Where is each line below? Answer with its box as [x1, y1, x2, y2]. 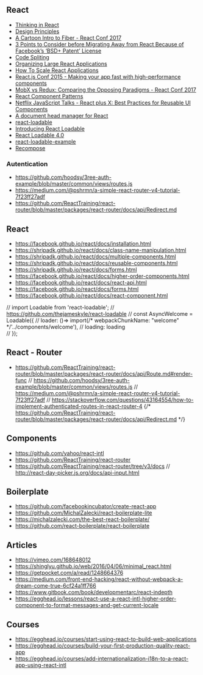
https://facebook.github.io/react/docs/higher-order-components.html [15, 272, 190, 280]
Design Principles [15, 27, 60, 35]
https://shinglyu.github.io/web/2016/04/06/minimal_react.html [15, 563, 172, 570]
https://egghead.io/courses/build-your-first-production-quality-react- [15, 641, 191, 649]
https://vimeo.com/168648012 [15, 556, 91, 564]
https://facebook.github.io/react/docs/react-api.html [15, 279, 148, 286]
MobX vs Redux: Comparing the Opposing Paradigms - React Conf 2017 [15, 86, 196, 93]
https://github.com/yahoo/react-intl [15, 449, 105, 457]
